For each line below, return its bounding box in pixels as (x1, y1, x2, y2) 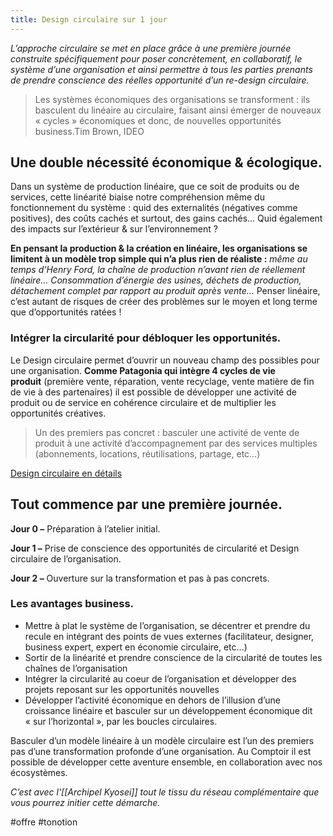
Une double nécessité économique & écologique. (10, 154, 323, 171)
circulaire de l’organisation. (10, 552, 122, 565)
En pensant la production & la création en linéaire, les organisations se (10, 242, 308, 255)
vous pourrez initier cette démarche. (10, 796, 161, 808)
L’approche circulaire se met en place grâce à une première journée (10, 42, 292, 54)
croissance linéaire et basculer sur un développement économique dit (24, 704, 313, 716)
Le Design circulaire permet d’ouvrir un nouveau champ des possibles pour (10, 354, 320, 366)
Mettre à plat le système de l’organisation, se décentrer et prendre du (24, 619, 311, 631)
